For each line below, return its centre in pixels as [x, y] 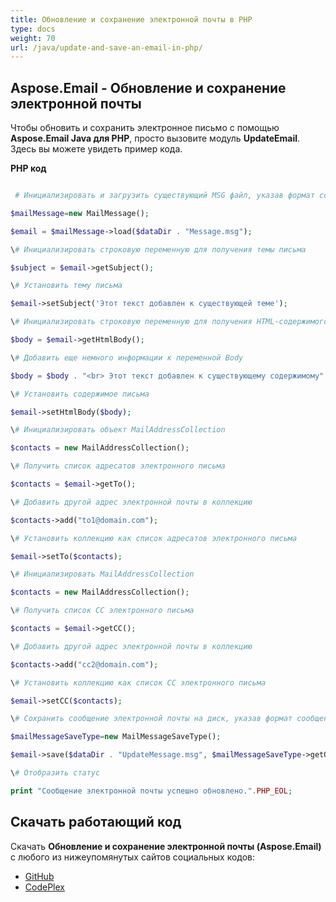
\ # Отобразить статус [55, 773]
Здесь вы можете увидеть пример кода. [96, 149]
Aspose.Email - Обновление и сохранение [148, 87]
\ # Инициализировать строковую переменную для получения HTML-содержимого [169, 322]
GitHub [39, 876]
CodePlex [44, 887]
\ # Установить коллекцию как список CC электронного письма [138, 682]
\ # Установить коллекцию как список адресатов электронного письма [154, 538]
